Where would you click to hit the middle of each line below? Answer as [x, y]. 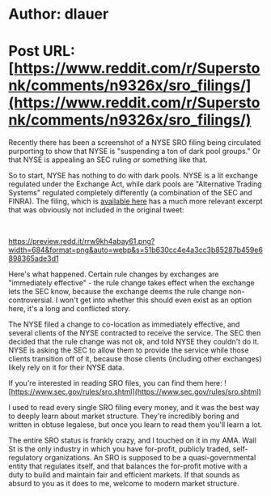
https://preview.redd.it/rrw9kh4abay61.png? [82, 242]
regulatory [25, 458]
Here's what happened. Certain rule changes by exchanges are [114, 274]
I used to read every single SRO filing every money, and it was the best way [134, 408]
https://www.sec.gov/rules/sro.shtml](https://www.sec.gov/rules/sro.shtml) [136, 392]
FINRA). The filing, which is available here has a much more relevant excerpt [135, 201]
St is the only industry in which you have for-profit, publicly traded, [120, 449]
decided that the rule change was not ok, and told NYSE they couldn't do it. [134, 342]
